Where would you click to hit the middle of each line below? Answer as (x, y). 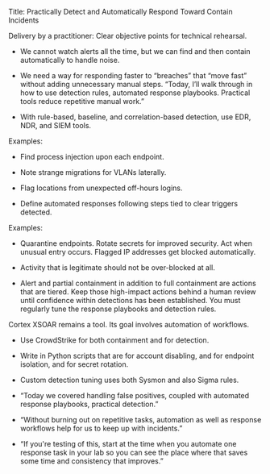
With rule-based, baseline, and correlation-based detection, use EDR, (135, 117)
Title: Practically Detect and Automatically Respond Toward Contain (120, 12)
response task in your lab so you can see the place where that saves (134, 452)
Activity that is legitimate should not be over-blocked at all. (118, 268)
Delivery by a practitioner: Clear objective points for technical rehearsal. (128, 36)
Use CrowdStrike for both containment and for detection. (114, 340)
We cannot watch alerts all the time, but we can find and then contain (135, 51)
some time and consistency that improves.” (91, 461)
